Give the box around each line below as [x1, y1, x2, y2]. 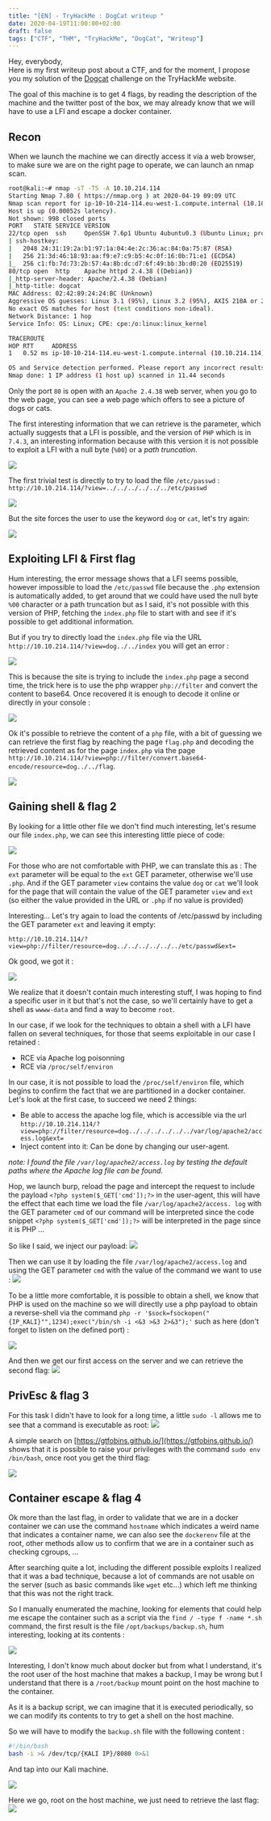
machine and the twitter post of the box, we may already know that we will [8, 98, 256, 108]
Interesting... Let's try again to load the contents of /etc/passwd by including [8, 911, 262, 921]
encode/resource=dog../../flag [8, 762, 114, 771]
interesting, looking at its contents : [8, 1630, 125, 1640]
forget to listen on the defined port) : [8, 1324, 130, 1335]
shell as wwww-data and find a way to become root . [8, 1004, 175, 1014]
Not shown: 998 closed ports [8, 214, 106, 222]
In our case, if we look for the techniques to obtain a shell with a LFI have [8, 1020, 252, 1030]
